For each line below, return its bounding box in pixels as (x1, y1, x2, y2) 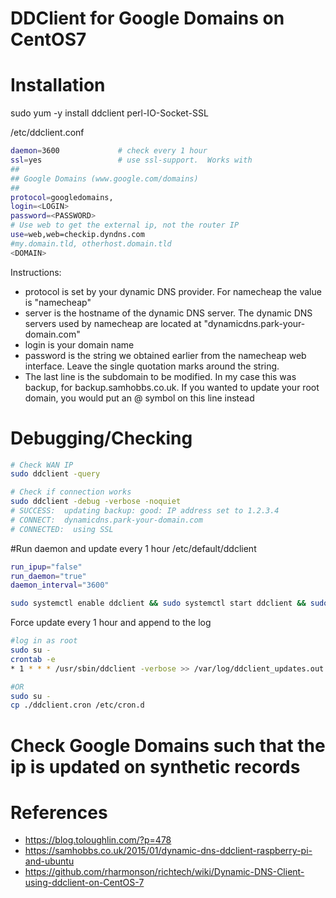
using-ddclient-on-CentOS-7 (24, 877, 145, 889)
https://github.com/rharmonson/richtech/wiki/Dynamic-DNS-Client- (24, 866, 305, 878)
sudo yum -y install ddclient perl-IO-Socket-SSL (10, 107, 209, 119)
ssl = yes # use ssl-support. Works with (10, 155, 253, 165)
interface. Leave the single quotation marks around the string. (24, 360, 280, 372)
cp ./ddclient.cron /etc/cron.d (10, 700, 145, 711)
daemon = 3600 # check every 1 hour (10, 146, 208, 156)
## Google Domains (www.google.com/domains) (10, 173, 199, 184)
